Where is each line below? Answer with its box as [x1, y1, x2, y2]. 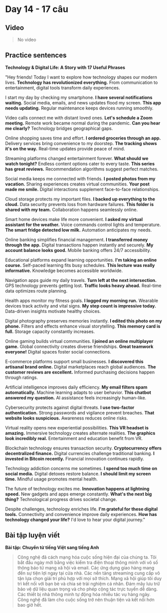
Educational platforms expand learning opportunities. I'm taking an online [5, 256, 157, 263]
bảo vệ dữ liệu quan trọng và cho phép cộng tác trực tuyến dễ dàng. [17, 586, 158, 592]
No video [17, 36, 36, 42]
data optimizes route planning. [5, 287, 68, 293]
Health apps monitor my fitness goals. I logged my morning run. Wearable [5, 297, 159, 303]
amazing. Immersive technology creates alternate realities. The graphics [5, 430, 156, 436]
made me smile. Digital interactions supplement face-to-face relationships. [5, 186, 160, 192]
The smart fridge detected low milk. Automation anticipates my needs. [5, 226, 152, 233]
